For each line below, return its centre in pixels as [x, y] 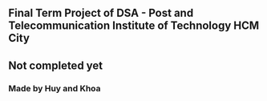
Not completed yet [56, 65]
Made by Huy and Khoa [55, 88]
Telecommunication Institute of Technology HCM [134, 26]
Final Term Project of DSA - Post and [101, 13]
